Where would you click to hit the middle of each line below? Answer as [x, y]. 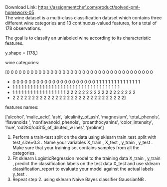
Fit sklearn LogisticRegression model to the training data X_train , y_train [86, 158]
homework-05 [20, 12]
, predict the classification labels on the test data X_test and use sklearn [86, 163]
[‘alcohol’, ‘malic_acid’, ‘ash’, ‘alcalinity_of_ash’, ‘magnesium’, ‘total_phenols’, [83, 117]
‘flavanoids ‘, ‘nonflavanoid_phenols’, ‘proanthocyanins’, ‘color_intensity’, [79, 122]
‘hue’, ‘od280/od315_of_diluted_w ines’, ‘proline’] [55, 127]
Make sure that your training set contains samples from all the [76, 148]
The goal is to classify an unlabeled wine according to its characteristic [78, 38]
